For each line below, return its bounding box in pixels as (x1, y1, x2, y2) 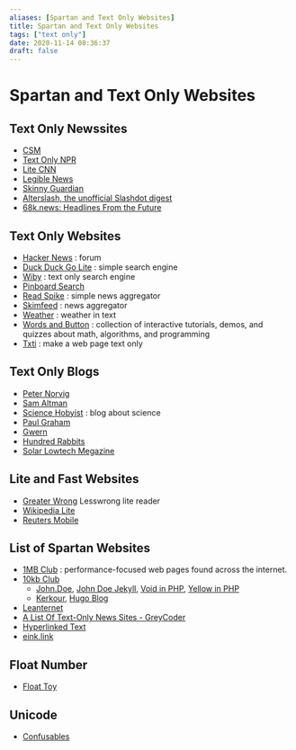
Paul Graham (22, 416, 71, 427)
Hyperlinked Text (22, 621, 86, 632)
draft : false (9, 47, 58, 56)
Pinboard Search (22, 281, 85, 291)
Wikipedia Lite (22, 504, 76, 515)
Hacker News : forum (22, 252, 102, 263)
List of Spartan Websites (9, 540, 151, 556)
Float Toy (22, 681, 58, 692)
